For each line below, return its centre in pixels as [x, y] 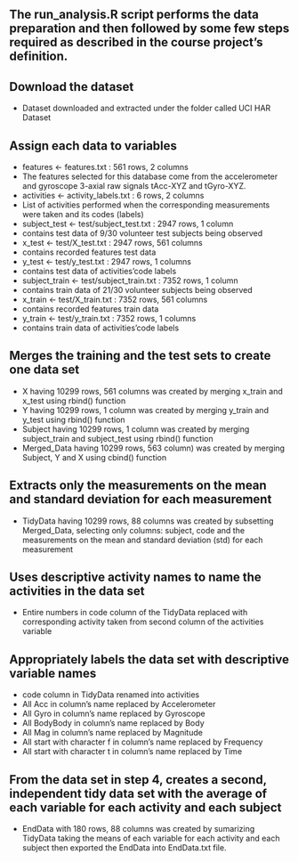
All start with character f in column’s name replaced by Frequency [142, 742]
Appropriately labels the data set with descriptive [149, 659]
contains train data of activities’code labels [101, 328]
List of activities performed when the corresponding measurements [146, 205]
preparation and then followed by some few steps [149, 29]
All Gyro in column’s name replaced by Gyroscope [114, 714]
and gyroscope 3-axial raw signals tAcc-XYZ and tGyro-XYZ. [134, 186]
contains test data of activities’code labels [99, 272]
